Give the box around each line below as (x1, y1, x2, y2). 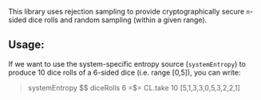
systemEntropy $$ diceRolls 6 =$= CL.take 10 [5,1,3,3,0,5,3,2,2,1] (27, 83, 241, 92)
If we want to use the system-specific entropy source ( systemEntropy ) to (8, 59, 246, 68)
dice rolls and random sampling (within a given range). (28, 15, 208, 25)
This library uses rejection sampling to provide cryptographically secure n (8, 7, 250, 16)
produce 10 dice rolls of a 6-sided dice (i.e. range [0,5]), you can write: (8, 67, 241, 77)
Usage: (8, 38, 45, 52)
